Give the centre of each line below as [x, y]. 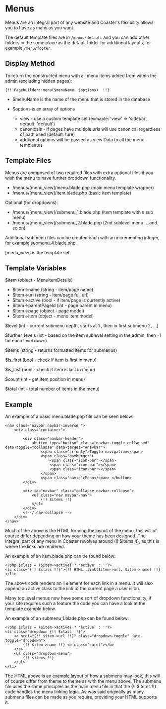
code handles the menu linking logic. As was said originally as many [75, 692]
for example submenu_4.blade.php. [41, 243]
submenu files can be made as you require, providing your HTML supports [81, 697]
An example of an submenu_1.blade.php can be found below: [67, 618]
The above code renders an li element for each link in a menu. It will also [79, 583]
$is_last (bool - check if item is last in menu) [50, 370]
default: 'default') [37, 124]
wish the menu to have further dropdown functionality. [61, 178]
